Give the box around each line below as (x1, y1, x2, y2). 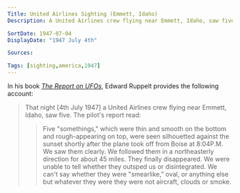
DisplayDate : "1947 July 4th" (7, 36, 98, 43)
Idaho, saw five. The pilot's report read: (24, 111, 141, 119)
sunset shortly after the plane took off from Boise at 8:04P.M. (42, 140, 224, 148)
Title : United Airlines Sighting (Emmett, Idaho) (7, 10, 159, 18)
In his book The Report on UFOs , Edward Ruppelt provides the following (7, 82, 219, 90)
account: (7, 90, 34, 98)
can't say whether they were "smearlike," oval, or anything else (42, 170, 229, 178)
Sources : (7, 49, 34, 57)
